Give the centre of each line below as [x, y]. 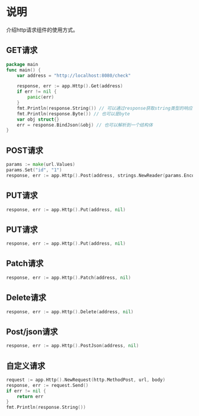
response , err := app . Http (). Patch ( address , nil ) [69, 278]
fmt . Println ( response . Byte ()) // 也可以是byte [73, 114]
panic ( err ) [41, 97]
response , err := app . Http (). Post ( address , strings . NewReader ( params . [95, 175]
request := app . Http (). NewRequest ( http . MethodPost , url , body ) [86, 380]
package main [22, 64]
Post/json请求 [32, 331]
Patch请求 [25, 264]
